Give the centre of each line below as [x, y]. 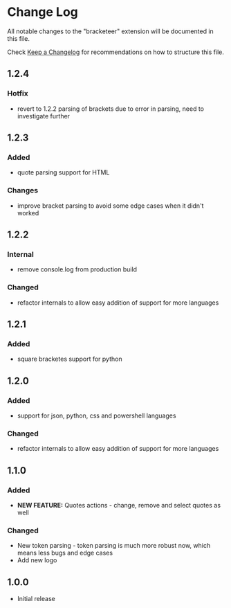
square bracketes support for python [70, 359]
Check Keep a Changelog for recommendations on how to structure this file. [116, 52]
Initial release [36, 599]
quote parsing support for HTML [63, 172]
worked [28, 213]
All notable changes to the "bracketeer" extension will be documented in [111, 31]
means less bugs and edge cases [65, 553]
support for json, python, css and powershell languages [96, 415]
